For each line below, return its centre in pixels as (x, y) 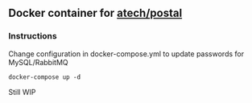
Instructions (33, 36)
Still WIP (22, 92)
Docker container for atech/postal (95, 13)
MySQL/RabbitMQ (38, 62)
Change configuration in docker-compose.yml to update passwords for (126, 54)
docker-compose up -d (45, 77)
